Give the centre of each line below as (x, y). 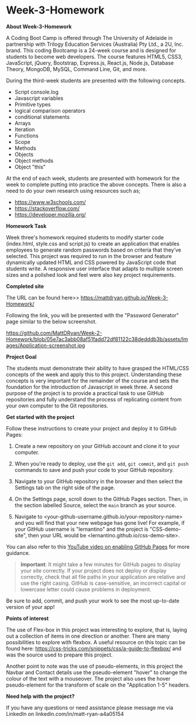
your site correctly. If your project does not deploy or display (93, 570)
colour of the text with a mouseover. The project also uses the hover (88, 678)
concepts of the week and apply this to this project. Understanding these (94, 374)
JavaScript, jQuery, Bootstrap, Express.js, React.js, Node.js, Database (90, 63)
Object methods (34, 160)
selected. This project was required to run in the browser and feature (89, 256)
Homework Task (26, 226)
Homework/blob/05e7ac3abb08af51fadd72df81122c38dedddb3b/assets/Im (97, 339)
